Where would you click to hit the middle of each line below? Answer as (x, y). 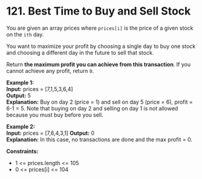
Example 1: (20, 83)
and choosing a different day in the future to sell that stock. (80, 52)
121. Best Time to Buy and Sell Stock (99, 11)
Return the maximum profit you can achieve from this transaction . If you (99, 64)
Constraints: (22, 151)
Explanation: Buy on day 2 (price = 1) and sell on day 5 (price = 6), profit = (99, 102)
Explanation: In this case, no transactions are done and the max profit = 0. (99, 139)
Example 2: (21, 126)
